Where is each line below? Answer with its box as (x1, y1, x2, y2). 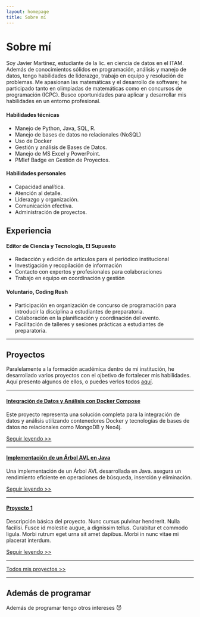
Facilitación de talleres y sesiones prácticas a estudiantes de (14, 320, 164, 328)
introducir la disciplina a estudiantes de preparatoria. (14, 308, 145, 315)
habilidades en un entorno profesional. (6, 98, 101, 105)
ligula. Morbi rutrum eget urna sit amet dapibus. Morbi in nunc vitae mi (6, 531, 179, 538)
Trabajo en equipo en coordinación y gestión (14, 275, 125, 282)
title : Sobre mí (6, 14, 46, 20)
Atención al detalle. (14, 189, 62, 197)
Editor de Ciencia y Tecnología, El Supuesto (6, 242, 116, 249)
